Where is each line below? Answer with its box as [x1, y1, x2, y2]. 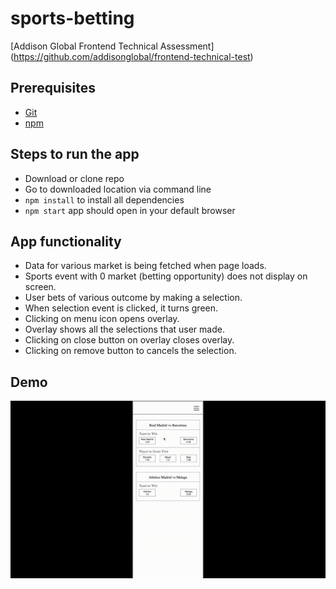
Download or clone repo [24, 172, 125, 184]
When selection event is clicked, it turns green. [24, 302, 219, 314]
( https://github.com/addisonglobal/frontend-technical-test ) [10, 50, 254, 62]
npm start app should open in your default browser [24, 204, 236, 216]
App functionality [10, 233, 122, 250]
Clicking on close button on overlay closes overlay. [24, 334, 235, 346]
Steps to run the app [10, 146, 140, 163]
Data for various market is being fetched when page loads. [24, 260, 267, 272]
